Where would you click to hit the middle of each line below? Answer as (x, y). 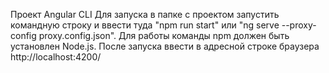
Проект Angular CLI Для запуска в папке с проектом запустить (145, 14)
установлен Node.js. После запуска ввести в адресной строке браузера (165, 46)
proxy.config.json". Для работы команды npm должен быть (164, 35)
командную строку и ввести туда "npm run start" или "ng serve (145, 25)
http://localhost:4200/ (56, 57)
